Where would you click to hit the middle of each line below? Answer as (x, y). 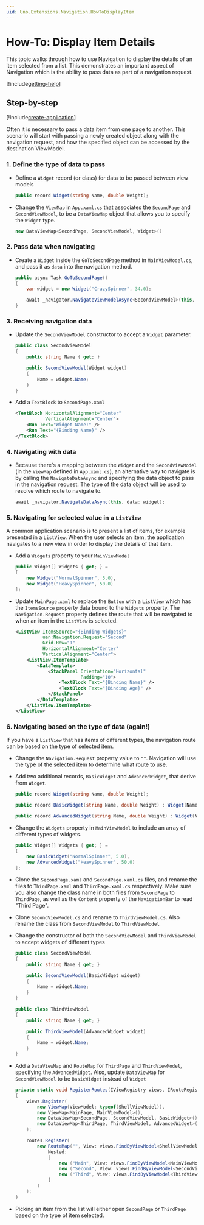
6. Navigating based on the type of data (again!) (78, 727)
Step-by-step (32, 103)
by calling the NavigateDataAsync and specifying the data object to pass (104, 478)
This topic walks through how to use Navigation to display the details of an (100, 59)
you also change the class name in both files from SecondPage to (95, 892)
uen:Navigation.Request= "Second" (85, 637)
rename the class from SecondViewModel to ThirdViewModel (87, 924)
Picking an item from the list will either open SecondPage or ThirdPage (100, 1209)
